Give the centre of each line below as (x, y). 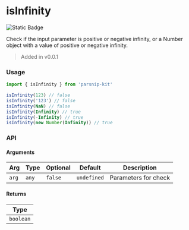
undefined (90, 178)
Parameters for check (140, 178)
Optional (59, 168)
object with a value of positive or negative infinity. (67, 45)
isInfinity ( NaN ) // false (38, 106)
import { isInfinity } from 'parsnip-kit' (59, 84)
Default (90, 168)
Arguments (21, 152)
